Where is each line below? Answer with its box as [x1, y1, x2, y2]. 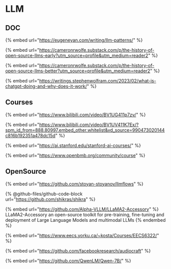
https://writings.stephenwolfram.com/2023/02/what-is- [39, 78, 157, 84]
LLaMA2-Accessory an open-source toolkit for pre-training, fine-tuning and [5, 211, 164, 218]
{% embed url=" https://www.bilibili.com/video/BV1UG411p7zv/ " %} [5, 111, 146, 118]
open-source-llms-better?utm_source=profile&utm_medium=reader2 [5, 68, 151, 74]
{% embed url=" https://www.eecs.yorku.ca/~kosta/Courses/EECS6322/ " [5, 232, 159, 238]
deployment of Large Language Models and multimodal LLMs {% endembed [5, 217, 166, 223]
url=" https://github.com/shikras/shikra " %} [5, 196, 96, 202]
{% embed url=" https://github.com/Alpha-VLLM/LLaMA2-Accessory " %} [5, 206, 159, 212]
